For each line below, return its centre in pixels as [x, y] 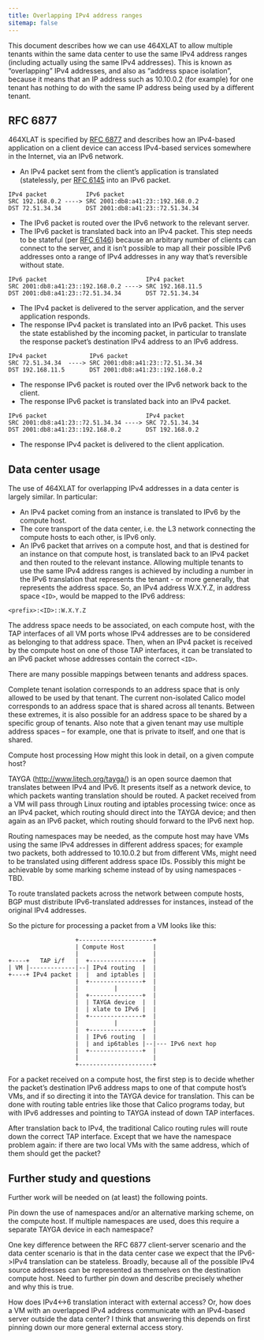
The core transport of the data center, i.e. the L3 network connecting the [138, 529]
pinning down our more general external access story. [96, 1327]
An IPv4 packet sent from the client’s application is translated [119, 172]
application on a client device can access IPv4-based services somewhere [130, 148]
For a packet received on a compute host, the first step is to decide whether [131, 1079]
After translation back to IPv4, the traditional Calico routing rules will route [128, 1128]
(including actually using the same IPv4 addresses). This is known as [120, 62]
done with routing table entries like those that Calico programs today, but [126, 1104]
